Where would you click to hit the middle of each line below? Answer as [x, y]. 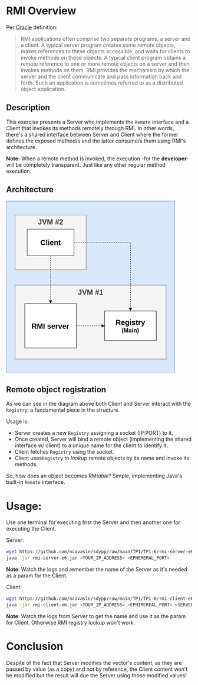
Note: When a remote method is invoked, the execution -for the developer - [98, 159]
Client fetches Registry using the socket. [64, 452]
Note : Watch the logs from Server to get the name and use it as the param [96, 616]
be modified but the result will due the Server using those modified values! [97, 675]
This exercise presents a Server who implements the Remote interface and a [98, 122]
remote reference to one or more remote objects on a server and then [105, 64]
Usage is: [18, 422]
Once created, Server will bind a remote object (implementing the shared [103, 440]
